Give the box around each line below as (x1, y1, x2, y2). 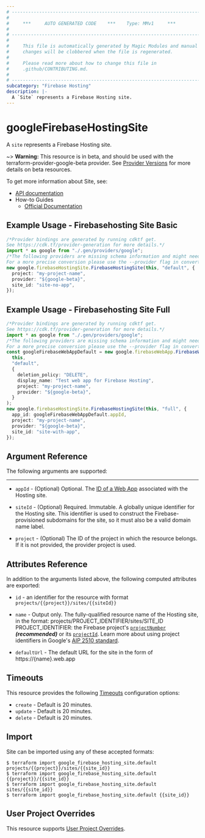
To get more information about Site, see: (6, 177, 108, 185)
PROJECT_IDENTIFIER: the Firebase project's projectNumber (15, 624, 166, 631)
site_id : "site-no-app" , (12, 282, 75, 288)
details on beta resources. (6, 166, 72, 173)
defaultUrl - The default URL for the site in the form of (15, 649, 153, 656)
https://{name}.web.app (15, 655, 76, 662)
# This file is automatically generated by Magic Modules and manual (6, 43, 198, 50)
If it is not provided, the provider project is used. (15, 541, 136, 549)
